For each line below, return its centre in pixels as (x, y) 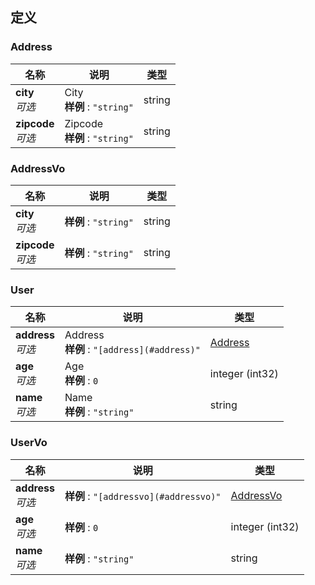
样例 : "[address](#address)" (132, 350)
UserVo (29, 443)
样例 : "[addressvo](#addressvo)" (143, 496)
